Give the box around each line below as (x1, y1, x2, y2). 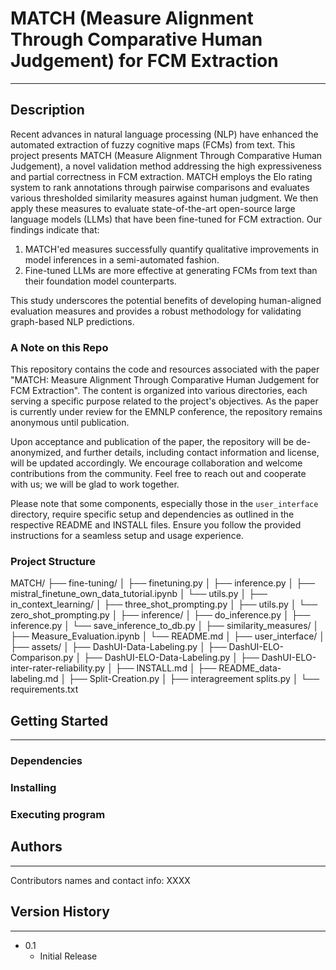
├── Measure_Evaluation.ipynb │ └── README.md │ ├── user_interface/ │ (10, 630, 326, 642)
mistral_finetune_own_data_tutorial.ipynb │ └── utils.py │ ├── (10, 588, 268, 600)
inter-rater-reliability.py (10, 662, 106, 674)
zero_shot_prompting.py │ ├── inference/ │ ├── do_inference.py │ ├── (10, 609, 311, 621)
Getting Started (10, 712, 109, 729)
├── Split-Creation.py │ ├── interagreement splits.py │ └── (68, 673, 320, 685)
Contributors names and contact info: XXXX (10, 874, 191, 886)
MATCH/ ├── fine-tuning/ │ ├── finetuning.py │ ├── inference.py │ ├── (10, 577, 315, 589)
